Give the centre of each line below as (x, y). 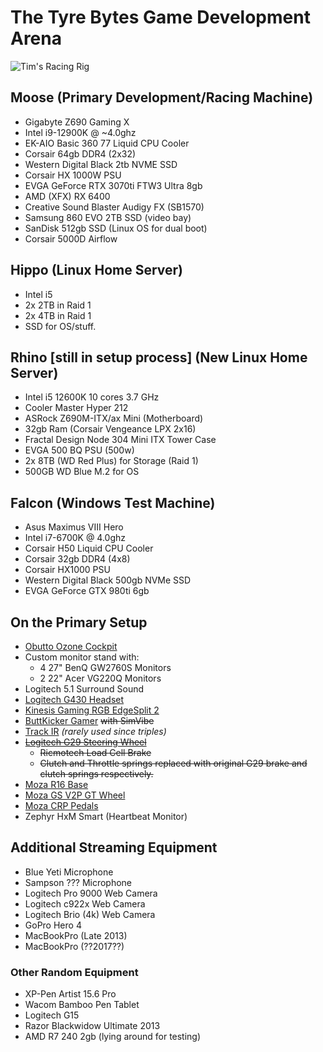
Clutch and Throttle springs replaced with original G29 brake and (173, 763)
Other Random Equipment (74, 972)
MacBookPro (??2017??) (74, 946)
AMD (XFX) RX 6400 (67, 196)
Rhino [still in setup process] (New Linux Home (159, 357)
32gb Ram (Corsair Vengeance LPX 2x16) (110, 429)
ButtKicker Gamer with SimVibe (89, 720)
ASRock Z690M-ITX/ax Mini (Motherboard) (114, 418)
